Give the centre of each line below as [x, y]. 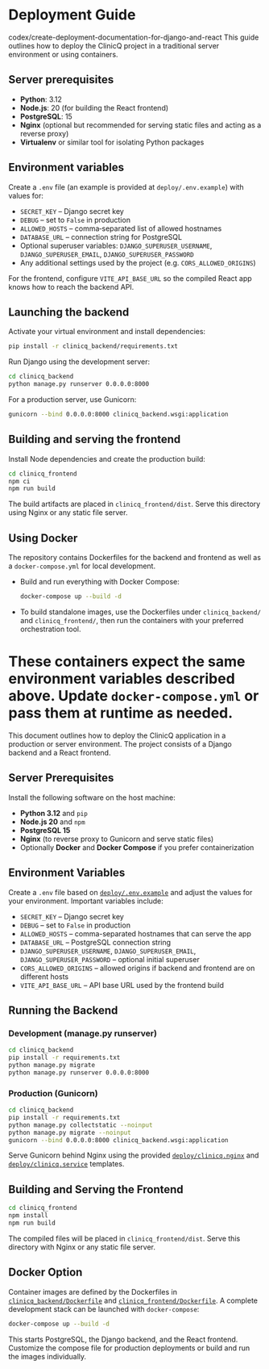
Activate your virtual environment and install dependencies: [107, 332]
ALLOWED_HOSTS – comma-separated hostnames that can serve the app [136, 933]
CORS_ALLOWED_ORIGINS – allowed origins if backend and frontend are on [137, 968]
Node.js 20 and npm [53, 822]
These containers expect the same [127, 661]
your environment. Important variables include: [86, 901]
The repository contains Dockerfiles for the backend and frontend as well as [135, 558]
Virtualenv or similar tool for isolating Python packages [112, 142]
